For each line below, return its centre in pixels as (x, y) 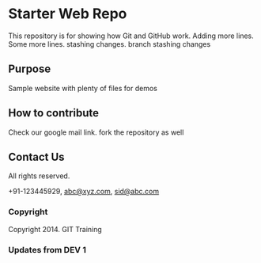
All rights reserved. (39, 176)
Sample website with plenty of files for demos (83, 88)
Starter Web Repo (68, 14)
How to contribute (54, 113)
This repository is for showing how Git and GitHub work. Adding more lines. (131, 36)
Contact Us (36, 156)
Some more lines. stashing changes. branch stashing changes (110, 44)
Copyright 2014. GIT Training (55, 229)
